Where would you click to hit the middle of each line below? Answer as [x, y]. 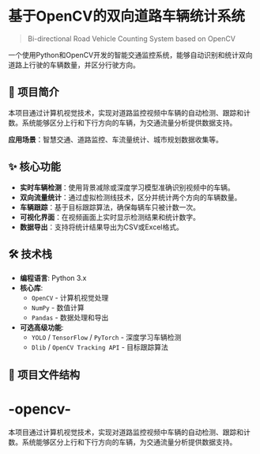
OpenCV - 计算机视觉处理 [70, 298]
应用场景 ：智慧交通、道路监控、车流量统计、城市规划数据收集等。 [115, 139]
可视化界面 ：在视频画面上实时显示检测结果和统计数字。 [109, 217]
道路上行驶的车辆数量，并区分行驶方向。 [74, 65]
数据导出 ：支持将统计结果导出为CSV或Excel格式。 [101, 227]
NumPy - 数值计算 [58, 308]
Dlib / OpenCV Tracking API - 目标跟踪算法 [100, 347]
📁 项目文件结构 [44, 375]
